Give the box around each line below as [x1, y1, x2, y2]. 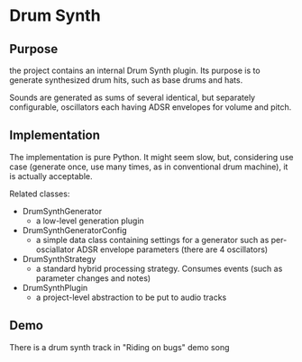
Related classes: [9, 188, 70, 199]
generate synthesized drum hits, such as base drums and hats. [9, 75, 243, 86]
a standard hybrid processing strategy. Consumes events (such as [35, 263, 283, 274]
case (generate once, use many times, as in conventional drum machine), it [9, 161, 288, 172]
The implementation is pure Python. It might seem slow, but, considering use [9, 151, 294, 162]
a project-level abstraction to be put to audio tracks [35, 292, 227, 303]
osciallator [35, 244, 75, 255]
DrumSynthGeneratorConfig [22, 224, 128, 235]
